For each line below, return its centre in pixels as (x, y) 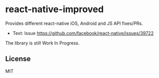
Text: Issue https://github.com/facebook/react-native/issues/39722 (83, 33)
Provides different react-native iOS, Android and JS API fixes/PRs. (74, 23)
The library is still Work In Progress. (42, 43)
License (18, 59)
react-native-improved (55, 9)
